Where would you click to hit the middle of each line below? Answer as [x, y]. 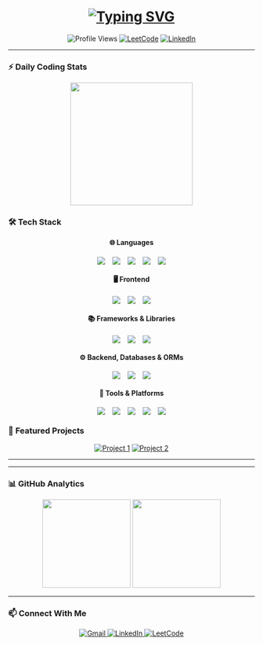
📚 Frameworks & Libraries [131, 318]
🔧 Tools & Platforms [131, 393]
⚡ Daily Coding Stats [48, 67]
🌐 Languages [131, 242]
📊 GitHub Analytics [46, 483]
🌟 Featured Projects [46, 431]
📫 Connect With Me [47, 614]
